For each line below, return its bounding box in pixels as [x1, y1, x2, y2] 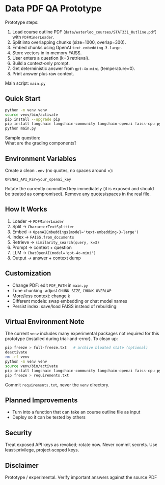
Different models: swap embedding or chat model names [12, 298, 128, 304]
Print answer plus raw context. [12, 70, 75, 76]
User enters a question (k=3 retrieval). [12, 55, 90, 61]
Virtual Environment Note [5, 317, 84, 326]
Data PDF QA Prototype [5, 3, 102, 14]
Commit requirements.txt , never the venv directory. [5, 381, 110, 387]
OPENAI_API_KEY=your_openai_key [5, 177, 71, 182]
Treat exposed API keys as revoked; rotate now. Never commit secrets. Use [5, 442, 158, 448]
